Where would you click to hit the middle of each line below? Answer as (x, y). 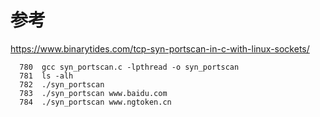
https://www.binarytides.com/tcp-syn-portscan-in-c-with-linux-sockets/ (160, 48)
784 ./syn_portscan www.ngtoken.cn (95, 102)
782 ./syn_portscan (62, 84)
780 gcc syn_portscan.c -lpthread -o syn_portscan (129, 67)
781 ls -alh (46, 76)
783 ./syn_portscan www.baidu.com (93, 93)
